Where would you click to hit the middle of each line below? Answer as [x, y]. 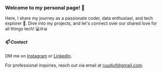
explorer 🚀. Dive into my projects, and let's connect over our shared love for [81, 23]
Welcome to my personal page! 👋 [45, 8]
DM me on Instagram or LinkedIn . [39, 56]
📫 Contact [16, 42]
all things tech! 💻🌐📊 [26, 29]
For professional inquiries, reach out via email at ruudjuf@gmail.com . [74, 65]
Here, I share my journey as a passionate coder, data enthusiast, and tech [79, 18]
